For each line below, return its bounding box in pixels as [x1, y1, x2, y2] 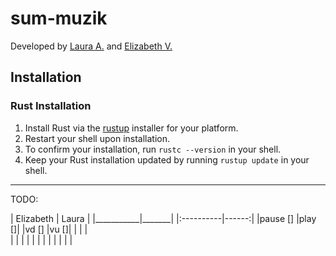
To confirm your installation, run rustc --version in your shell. [24, 143, 282, 155]
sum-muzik [10, 7, 108, 30]
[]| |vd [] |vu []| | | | [10, 223, 88, 235]
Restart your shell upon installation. [24, 132, 171, 144]
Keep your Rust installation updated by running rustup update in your [24, 153, 310, 166]
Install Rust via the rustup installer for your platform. [24, 122, 239, 134]
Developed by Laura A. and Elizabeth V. [10, 40, 173, 52]
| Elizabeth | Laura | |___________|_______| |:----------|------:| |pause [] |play [10, 212, 317, 224]
